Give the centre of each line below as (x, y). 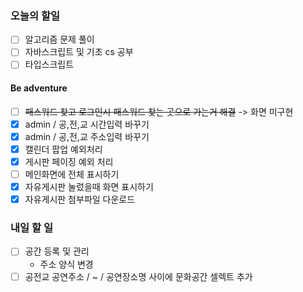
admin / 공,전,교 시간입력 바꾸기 (87, 124)
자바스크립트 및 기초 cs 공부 (79, 52)
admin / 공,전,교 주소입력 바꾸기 (87, 136)
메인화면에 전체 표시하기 (72, 174)
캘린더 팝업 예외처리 (63, 149)
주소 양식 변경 (66, 264)
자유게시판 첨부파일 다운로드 (80, 199)
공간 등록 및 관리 (57, 251)
